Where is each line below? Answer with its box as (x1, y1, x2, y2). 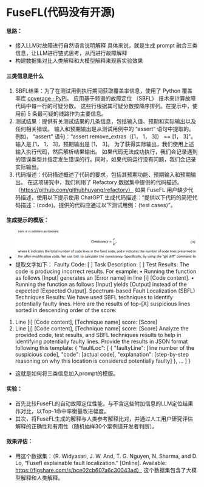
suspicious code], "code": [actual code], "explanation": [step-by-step (15, 351, 189, 358)
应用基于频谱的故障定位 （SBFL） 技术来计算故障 (73, 94, 196, 102)
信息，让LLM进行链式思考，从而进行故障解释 (15, 49, 127, 57)
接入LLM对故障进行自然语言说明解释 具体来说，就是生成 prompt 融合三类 (15, 42, 198, 49)
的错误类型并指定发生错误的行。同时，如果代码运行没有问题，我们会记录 (15, 155, 196, 163)
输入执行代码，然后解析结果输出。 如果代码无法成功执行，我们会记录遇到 (15, 148, 198, 155)
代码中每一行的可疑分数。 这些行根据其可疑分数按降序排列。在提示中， (15, 102, 192, 110)
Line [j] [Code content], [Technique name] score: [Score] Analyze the (15, 325, 189, 332)
